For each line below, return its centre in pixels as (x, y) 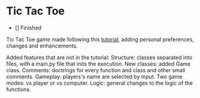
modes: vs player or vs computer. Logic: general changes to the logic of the (100, 83)
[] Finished (28, 28)
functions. (19, 89)
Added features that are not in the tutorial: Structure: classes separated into (99, 57)
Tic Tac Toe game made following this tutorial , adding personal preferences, (100, 39)
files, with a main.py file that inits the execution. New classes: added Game (98, 64)
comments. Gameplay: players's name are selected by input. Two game (94, 76)
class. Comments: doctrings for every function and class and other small (96, 70)
